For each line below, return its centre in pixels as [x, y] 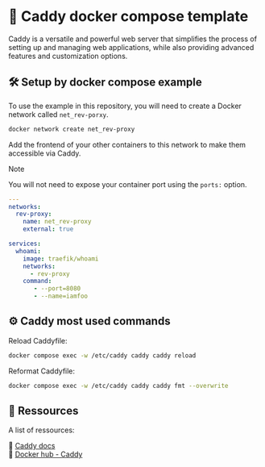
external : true [48, 229]
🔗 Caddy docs [32, 446]
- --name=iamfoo [61, 296]
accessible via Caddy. [45, 153]
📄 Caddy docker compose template [128, 17]
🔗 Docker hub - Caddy [46, 454]
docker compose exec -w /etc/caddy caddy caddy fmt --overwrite [118, 386]
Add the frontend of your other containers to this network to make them [127, 144]
